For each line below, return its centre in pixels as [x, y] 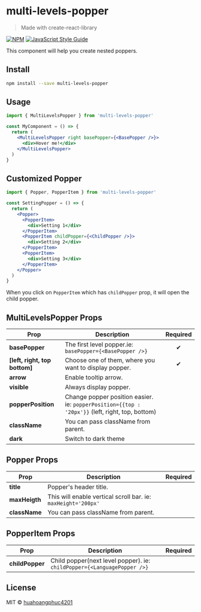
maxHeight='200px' [74, 503]
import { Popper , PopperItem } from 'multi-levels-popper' [81, 193]
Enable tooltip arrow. [94, 377]
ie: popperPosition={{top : [103, 404]
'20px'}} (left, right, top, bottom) [111, 412]
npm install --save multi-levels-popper [57, 83]
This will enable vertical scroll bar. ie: [99, 497]
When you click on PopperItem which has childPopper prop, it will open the [98, 293]
